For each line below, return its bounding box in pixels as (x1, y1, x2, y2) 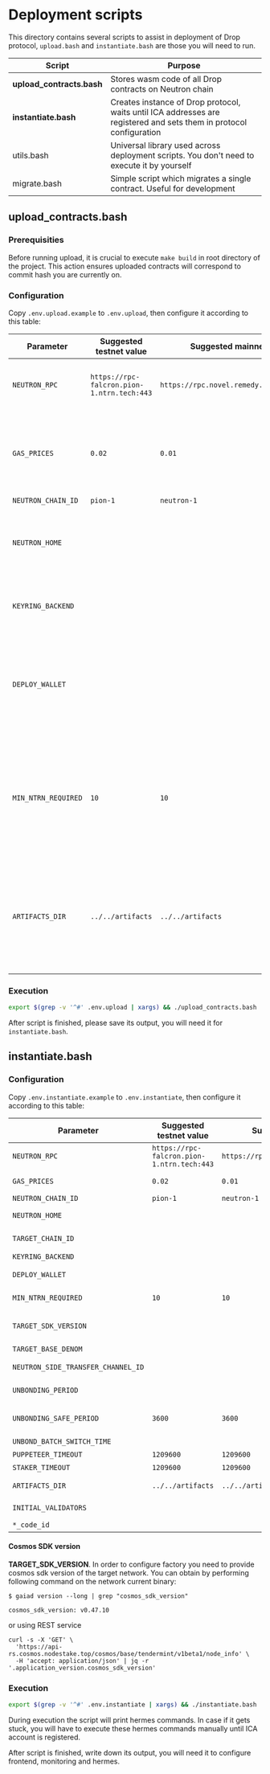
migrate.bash (12, 178, 63, 189)
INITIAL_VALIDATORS (12, 1503, 87, 1512)
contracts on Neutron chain (110, 83, 214, 94)
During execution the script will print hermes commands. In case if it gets (8, 1715, 251, 1725)
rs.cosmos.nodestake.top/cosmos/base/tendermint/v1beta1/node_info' (8, 1649, 243, 1657)
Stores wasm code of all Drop (110, 73, 223, 84)
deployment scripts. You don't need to (110, 150, 255, 161)
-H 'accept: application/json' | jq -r (15, 1657, 149, 1665)
